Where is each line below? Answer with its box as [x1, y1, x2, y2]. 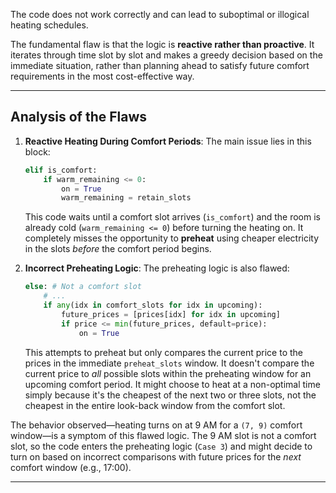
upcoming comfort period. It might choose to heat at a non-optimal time [24, 378, 321, 390]
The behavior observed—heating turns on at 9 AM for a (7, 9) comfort [10, 419, 303, 431]
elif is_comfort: [24, 165, 98, 175]
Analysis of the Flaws [10, 109, 148, 126]
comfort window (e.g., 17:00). [10, 461, 132, 473]
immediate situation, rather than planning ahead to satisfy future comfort [10, 60, 310, 71]
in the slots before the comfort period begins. [24, 243, 212, 255]
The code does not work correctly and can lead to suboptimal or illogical [10, 9, 310, 20]
